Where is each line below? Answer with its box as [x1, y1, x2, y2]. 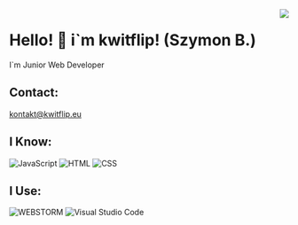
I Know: [9, 135, 52, 150]
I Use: [9, 183, 42, 198]
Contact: [9, 85, 59, 100]
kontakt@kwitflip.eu [9, 108, 82, 119]
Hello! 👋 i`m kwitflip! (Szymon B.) [9, 30, 257, 50]
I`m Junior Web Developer [9, 59, 105, 70]
